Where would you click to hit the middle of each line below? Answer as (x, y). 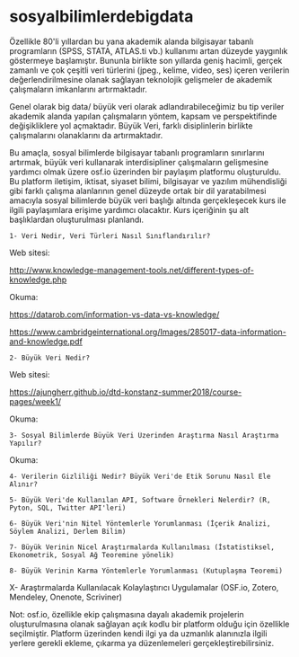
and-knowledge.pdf (46, 341)
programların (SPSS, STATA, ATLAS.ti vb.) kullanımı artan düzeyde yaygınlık (149, 50)
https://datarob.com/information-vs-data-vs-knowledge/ (114, 314)
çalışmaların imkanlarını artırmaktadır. (79, 89)
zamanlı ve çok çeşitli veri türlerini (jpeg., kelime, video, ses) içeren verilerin (149, 70)
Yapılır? (26, 443)
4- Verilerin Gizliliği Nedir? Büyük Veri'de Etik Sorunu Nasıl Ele (140, 476)
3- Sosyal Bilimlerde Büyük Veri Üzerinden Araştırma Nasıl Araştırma (144, 435)
